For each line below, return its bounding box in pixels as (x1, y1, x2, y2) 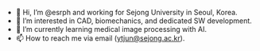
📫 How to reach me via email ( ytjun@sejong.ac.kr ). (15, 33, 185, 43)
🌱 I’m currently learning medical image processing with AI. (15, 25, 207, 33)
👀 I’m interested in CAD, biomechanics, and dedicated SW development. (15, 16, 252, 25)
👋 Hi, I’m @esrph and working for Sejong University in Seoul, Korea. (15, 8, 238, 17)
